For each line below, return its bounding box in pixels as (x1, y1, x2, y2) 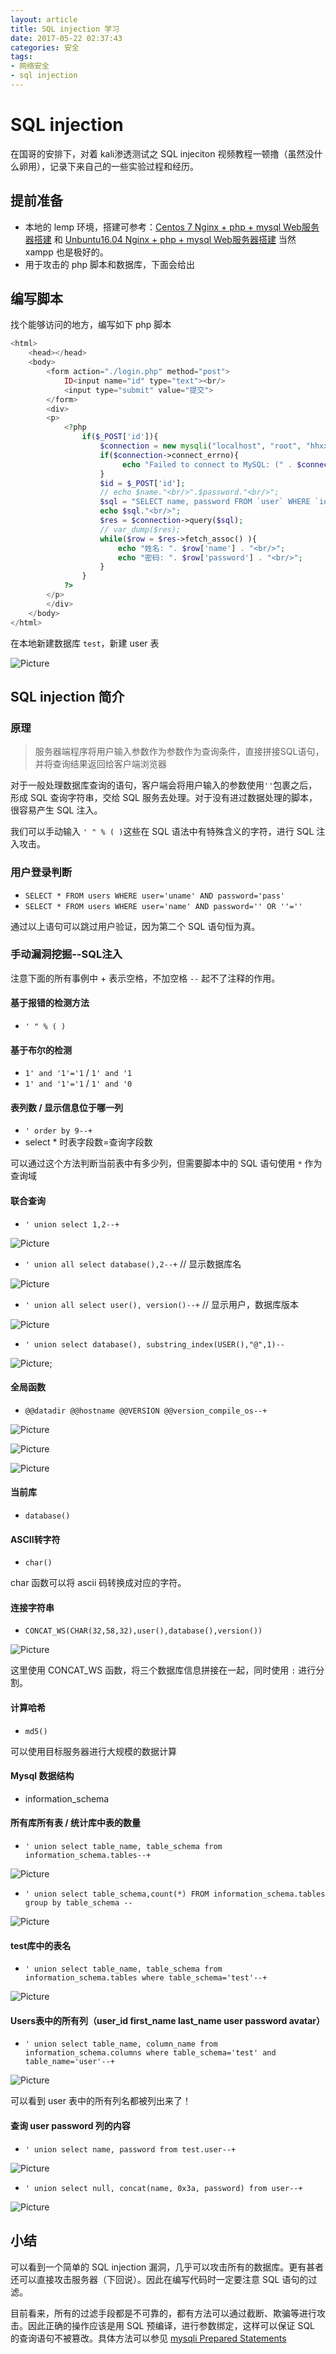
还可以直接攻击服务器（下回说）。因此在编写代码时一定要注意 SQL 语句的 (10, 2273, 309, 2285)
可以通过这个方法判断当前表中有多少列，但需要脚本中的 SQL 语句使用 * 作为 (10, 1157, 323, 1170)
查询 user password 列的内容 (10, 2120, 131, 2132)
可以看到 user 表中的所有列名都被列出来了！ (10, 2095, 192, 2107)
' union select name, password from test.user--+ (24, 2144, 237, 2155)
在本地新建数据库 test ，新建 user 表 (10, 637, 160, 649)
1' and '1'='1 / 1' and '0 (24, 1077, 133, 1090)
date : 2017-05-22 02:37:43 (10, 33, 123, 43)
